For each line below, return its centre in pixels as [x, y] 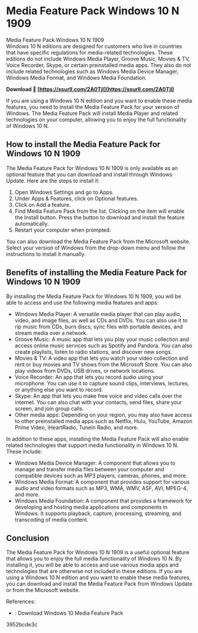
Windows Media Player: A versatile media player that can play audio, [98, 314]
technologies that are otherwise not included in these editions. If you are [94, 571]
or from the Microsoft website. [43, 590]
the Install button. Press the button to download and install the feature [100, 217]
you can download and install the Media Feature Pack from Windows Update [99, 584]
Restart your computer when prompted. [63, 230]
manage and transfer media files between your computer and [89, 469]
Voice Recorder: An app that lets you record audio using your [89, 377]
